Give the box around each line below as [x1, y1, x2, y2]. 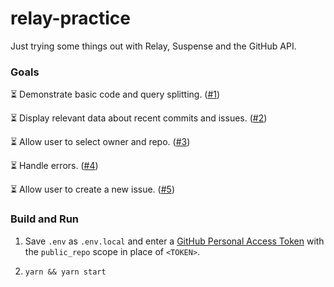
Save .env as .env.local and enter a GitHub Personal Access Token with [24, 235, 325, 247]
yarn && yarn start [24, 267, 107, 277]
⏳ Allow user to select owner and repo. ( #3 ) [10, 136, 191, 148]
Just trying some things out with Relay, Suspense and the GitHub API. [10, 40, 297, 52]
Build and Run [10, 212, 80, 226]
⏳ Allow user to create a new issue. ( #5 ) [10, 183, 175, 196]
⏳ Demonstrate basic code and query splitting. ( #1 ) [10, 88, 221, 101]
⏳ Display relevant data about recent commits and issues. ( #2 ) [10, 112, 268, 124]
